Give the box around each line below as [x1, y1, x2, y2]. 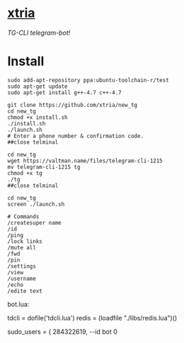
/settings [7, 262, 37, 270]
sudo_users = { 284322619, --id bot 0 [7, 327, 118, 336]
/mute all [7, 244, 37, 251]
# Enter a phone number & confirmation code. [7, 133, 144, 140]
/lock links [7, 237, 42, 245]
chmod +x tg [7, 169, 42, 176]
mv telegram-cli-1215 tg [7, 163, 81, 171]
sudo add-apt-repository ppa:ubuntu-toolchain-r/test [7, 77, 170, 84]
